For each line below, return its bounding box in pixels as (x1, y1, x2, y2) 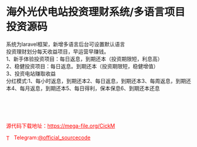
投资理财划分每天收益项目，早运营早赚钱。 (6, 48, 109, 55)
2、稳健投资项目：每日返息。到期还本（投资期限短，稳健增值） (6, 62, 159, 69)
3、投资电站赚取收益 (6, 70, 56, 77)
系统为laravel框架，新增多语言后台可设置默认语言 (6, 41, 125, 48)
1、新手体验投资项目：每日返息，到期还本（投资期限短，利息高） (6, 55, 163, 62)
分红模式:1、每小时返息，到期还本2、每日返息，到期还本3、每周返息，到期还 (6, 77, 191, 84)
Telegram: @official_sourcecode (14, 133, 91, 141)
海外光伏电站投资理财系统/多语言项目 (6, 5, 185, 19)
